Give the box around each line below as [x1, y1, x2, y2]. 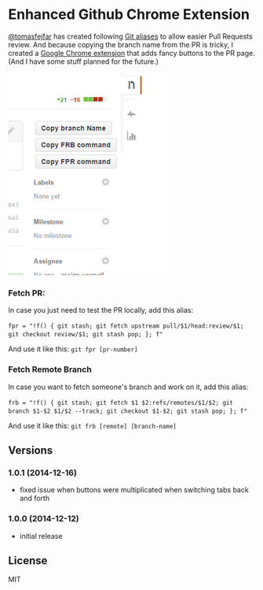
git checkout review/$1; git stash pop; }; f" [8, 331, 163, 339]
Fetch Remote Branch [8, 364, 92, 375]
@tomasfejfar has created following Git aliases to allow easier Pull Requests [8, 32, 253, 41]
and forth [19, 494, 49, 503]
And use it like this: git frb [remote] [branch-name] [8, 421, 177, 430]
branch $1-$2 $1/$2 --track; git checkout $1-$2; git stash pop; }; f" [8, 407, 247, 415]
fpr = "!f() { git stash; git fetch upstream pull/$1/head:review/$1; [8, 322, 244, 330]
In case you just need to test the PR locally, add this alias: [8, 306, 194, 315]
